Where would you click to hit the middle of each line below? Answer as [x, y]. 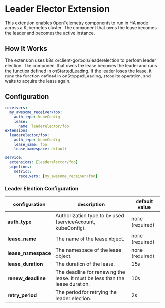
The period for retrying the [86, 292]
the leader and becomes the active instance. [50, 33]
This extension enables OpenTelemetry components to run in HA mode [77, 23]
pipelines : [21, 167]
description [91, 204]
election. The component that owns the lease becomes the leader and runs [81, 65]
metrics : [23, 171]
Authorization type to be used [90, 215]
